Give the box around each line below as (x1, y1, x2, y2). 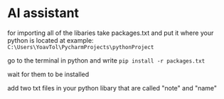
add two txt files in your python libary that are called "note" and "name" (7, 83, 218, 92)
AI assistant (7, 5, 80, 21)
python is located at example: (7, 36, 94, 44)
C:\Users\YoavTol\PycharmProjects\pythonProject (7, 43, 154, 51)
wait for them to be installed (7, 70, 90, 78)
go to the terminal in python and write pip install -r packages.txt (7, 56, 206, 65)
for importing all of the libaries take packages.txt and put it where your (7, 28, 214, 37)
